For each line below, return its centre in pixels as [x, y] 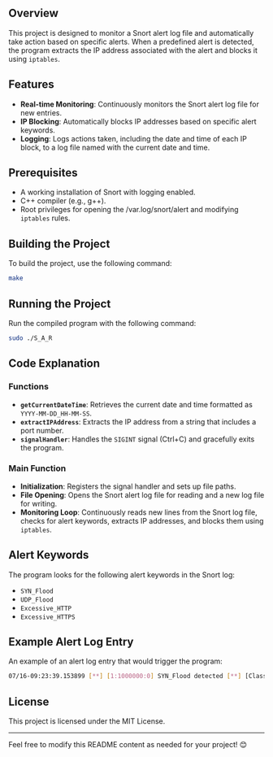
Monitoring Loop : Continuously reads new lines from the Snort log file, [139, 512]
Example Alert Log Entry [71, 642]
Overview [34, 13]
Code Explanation [54, 364]
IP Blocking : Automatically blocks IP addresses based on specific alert [139, 121]
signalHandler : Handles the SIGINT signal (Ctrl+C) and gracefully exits [137, 439]
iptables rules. [45, 218]
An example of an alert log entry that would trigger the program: [116, 661]
